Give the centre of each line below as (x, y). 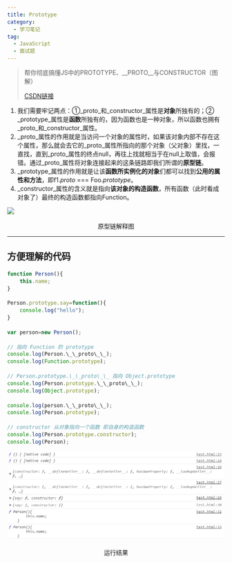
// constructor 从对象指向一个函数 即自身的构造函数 (76, 427)
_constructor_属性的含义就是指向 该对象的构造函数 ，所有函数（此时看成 (118, 188)
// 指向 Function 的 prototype (51, 347)
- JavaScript (32, 44)
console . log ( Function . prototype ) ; (57, 361)
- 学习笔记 (27, 29)
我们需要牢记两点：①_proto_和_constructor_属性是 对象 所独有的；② (116, 110)
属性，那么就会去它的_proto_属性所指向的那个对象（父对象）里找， (118, 145)
